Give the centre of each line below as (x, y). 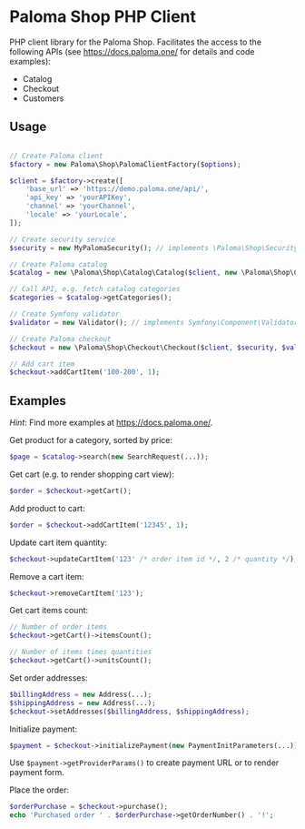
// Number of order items (58, 627)
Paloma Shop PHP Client (103, 17)
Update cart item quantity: (58, 542)
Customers (43, 98)
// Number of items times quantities (81, 652)
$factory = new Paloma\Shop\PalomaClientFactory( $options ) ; (126, 164)
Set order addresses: (49, 677)
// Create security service (63, 239)
